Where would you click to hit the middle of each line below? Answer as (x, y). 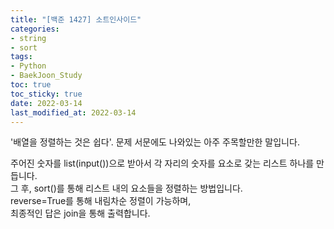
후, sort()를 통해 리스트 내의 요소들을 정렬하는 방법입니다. (131, 188)
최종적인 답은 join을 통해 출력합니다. (80, 213)
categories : (35, 29)
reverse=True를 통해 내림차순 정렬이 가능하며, (101, 201)
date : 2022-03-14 (46, 103)
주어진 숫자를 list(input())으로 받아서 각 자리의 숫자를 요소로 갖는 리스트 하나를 (162, 163)
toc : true (31, 85)
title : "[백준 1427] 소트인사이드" (76, 19)
